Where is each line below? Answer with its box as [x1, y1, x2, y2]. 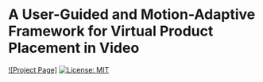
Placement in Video [8, 39, 140, 57]
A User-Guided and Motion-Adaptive [8, 6, 256, 24]
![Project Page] [8, 65, 58, 74]
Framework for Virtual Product [8, 22, 214, 40]
